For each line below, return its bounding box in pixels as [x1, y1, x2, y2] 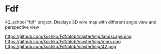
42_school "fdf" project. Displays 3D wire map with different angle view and [5, 19, 157, 25]
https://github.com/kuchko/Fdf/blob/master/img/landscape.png [5, 33, 132, 39]
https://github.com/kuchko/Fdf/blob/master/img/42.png [5, 43, 116, 49]
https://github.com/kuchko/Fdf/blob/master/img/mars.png [5, 38, 121, 44]
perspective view [5, 24, 40, 30]
